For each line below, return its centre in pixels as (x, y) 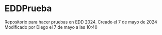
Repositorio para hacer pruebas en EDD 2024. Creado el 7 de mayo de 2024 (81, 22)
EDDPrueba (28, 9)
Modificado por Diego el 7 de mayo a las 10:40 (51, 27)
